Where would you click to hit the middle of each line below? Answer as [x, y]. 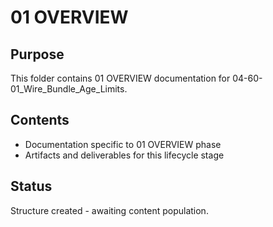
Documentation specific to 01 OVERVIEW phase [123, 144]
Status [31, 186]
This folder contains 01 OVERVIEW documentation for [120, 78]
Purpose [37, 54]
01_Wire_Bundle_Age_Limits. [69, 89]
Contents [40, 120]
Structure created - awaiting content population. [109, 210]
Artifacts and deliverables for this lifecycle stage [124, 155]
